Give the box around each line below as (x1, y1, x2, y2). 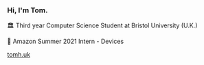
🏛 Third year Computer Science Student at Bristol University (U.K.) (7, 21, 198, 29)
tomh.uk (7, 51, 31, 59)
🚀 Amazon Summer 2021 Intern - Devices (7, 37, 124, 46)
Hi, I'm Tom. (7, 5, 48, 15)
